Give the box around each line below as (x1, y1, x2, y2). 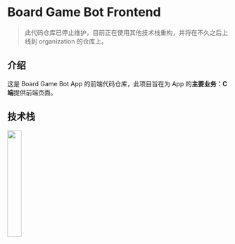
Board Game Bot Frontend (7, 4, 161, 20)
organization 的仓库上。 (38, 36, 108, 46)
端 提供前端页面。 (7, 88, 57, 97)
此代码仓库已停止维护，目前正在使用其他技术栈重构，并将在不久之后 (24, 28, 222, 36)
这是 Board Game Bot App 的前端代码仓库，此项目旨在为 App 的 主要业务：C (7, 79, 227, 88)
